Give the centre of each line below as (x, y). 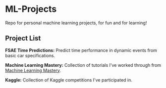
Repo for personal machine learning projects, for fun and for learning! (76, 23)
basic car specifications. (30, 55)
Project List (23, 38)
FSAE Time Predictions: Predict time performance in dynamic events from (81, 50)
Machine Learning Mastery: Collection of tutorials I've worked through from (83, 65)
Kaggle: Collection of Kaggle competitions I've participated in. (69, 80)
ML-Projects (31, 9)
